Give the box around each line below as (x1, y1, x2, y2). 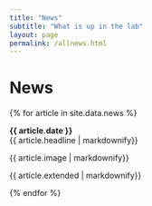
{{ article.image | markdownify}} (9, 152, 129, 163)
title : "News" (9, 13, 63, 23)
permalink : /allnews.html (9, 38, 107, 48)
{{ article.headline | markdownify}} (9, 135, 138, 146)
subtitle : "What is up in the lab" (9, 22, 144, 31)
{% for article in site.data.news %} (9, 108, 138, 119)
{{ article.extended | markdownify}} (9, 170, 142, 181)
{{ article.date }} (9, 125, 73, 136)
